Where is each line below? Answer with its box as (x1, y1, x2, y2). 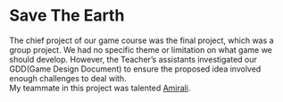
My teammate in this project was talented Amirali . (9, 82, 191, 93)
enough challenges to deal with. (9, 72, 127, 83)
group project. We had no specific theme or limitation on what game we (9, 44, 272, 55)
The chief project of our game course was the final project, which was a (9, 35, 274, 46)
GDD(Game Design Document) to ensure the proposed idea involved (9, 64, 262, 74)
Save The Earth (9, 5, 125, 26)
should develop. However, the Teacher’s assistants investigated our (9, 54, 257, 64)
